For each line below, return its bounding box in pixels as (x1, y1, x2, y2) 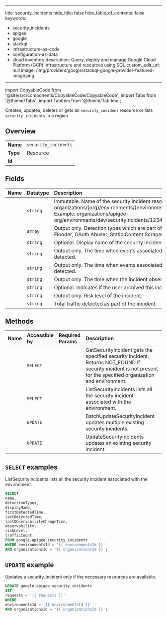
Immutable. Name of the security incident (54, 198, 151, 205)
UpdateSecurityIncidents (85, 433, 144, 440)
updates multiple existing (85, 419, 144, 426)
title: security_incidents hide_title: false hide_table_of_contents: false (5, 10, 145, 15)
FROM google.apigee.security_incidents (5, 538, 88, 543)
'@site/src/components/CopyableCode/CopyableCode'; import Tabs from (5, 92, 157, 98)
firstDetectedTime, (5, 510, 46, 515)
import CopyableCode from (5, 87, 61, 93)
